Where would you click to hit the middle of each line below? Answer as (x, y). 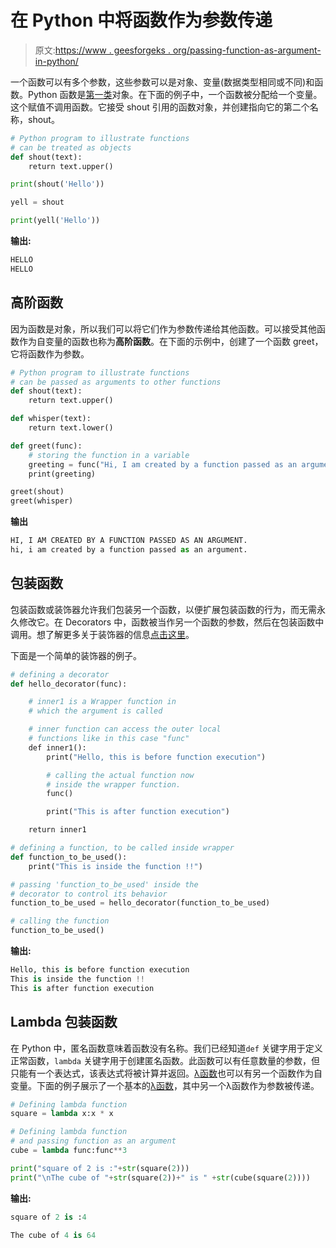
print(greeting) (62, 474)
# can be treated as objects (71, 147)
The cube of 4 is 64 (53, 1235)
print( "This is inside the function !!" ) (115, 866)
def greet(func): (46, 446)
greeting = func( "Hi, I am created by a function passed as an (163, 464)
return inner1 (57, 830)
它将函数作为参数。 (50, 353)
